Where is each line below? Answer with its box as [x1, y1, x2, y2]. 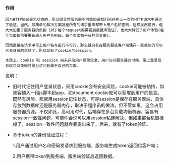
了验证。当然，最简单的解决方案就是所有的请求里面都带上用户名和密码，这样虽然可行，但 [5, 23, 163, 28]
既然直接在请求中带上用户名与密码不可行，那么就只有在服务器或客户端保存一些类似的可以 [5, 43, 163, 48]
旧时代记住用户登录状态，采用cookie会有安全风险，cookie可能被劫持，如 [12, 84, 164, 90]
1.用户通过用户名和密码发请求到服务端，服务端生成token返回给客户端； [12, 142, 160, 148]
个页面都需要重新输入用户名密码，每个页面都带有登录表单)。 [5, 33, 113, 38]
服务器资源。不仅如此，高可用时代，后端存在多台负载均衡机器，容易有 [12, 109, 159, 115]
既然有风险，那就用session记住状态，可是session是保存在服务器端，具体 [12, 96, 164, 102]
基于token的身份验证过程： [12, 132, 69, 138]
